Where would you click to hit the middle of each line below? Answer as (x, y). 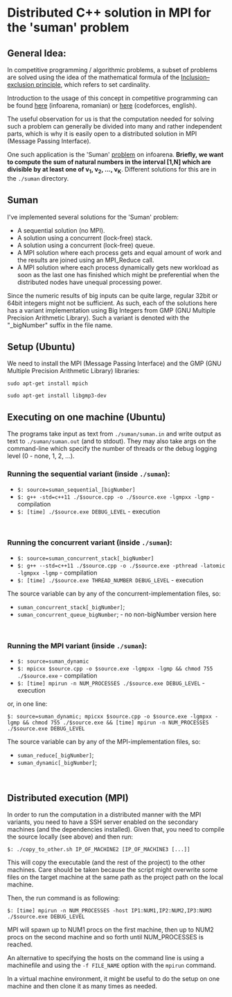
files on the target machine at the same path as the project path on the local (115, 877)
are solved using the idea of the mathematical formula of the (93, 77)
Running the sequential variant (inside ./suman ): (89, 474)
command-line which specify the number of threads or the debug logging (112, 449)
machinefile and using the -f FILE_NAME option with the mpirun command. (112, 965)
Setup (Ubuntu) (41, 347)
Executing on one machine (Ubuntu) (87, 417)
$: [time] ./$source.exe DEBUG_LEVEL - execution (89, 511)
